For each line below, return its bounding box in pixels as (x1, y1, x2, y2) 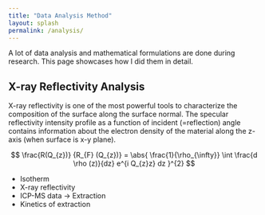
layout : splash (8, 19, 59, 27)
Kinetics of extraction (19, 200, 91, 209)
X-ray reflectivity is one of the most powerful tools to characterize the (8, 101, 238, 111)
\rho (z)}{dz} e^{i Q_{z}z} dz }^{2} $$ (73, 158, 196, 168)
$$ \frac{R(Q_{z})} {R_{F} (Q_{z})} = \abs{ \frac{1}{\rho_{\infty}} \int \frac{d (10, 150, 258, 160)
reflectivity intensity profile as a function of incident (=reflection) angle (8, 118, 241, 127)
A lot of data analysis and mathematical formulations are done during (8, 49, 235, 58)
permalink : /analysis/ (8, 26, 84, 34)
